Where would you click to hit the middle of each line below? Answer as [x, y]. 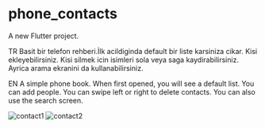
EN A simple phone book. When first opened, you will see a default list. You [131, 83]
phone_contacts [63, 14]
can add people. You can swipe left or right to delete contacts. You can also [132, 91]
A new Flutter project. [44, 36]
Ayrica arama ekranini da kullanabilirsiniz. [76, 68]
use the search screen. [46, 100]
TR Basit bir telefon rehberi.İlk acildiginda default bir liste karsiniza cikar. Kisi [133, 51]
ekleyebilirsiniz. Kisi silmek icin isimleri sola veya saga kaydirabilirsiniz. [124, 60]
